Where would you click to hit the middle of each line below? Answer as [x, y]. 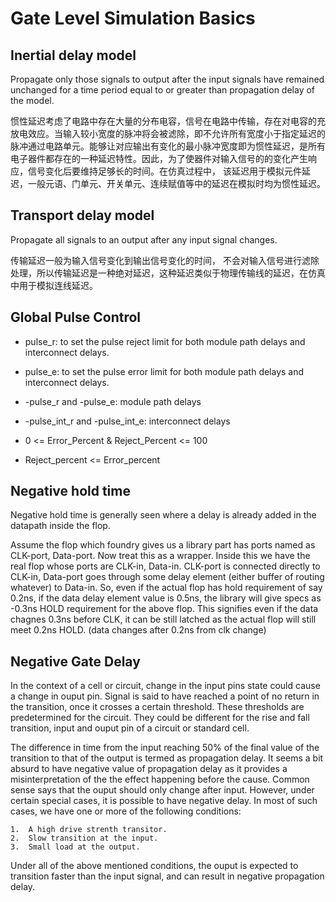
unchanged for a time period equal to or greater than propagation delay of [163, 90]
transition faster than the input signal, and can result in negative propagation [167, 876]
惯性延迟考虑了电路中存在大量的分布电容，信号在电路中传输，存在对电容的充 [168, 121]
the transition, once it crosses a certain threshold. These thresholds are [157, 707]
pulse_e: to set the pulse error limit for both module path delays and [164, 371]
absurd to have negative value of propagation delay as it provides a [149, 769]
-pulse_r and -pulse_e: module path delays [113, 401]
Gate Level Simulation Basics [133, 18]
